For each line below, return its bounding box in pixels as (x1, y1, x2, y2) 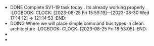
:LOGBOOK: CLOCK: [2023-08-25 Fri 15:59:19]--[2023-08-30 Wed (10, 10, 149, 16)
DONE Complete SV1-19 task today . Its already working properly (10, 5, 145, 10)
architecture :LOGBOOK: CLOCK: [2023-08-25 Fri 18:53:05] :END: (10, 26, 147, 32)
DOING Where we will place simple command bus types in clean (10, 20, 144, 26)
